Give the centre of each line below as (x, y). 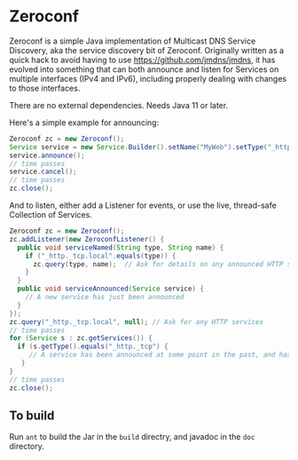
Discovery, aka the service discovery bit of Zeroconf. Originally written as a (147, 50)
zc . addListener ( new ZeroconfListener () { (87, 239)
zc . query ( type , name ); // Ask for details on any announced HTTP (158, 264)
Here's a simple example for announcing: (84, 123)
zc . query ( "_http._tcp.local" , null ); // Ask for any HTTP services (137, 321)
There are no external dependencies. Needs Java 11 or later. (119, 105)
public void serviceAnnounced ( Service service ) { (110, 289)
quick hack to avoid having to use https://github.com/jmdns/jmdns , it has (142, 59)
